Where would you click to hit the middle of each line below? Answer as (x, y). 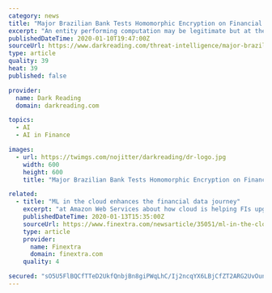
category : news (34, 16)
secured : (23, 276)
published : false (38, 76)
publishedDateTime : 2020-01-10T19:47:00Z (79, 38)
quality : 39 (28, 61)
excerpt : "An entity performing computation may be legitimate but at (130, 31)
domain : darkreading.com (57, 106)
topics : (21, 120)
